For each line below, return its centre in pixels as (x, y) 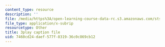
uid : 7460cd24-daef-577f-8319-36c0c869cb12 (50, 37)
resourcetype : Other (26, 28)
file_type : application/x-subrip (39, 23)
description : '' (22, 14)
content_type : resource (29, 10)
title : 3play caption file (33, 32)
